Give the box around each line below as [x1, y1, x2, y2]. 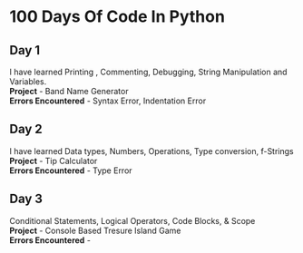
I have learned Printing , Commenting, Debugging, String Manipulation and [9, 66, 288, 77]
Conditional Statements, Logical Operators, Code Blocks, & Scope [9, 215, 256, 226]
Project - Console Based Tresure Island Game [9, 225, 181, 236]
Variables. [9, 76, 47, 87]
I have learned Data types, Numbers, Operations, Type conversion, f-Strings [9, 145, 294, 156]
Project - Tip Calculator [9, 155, 98, 166]
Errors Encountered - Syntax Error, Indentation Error [9, 95, 207, 106]
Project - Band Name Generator [9, 86, 129, 96]
